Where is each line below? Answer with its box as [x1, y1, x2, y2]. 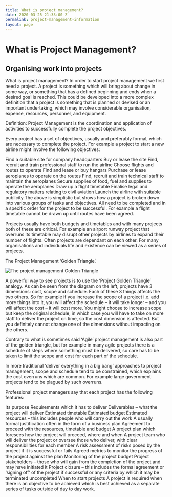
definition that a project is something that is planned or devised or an [5, 99, 150, 105]
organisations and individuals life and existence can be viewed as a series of [5, 243, 167, 249]
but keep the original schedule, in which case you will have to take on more [5, 310, 164, 316]
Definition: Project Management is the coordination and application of [5, 120, 152, 126]
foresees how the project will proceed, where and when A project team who [5, 431, 165, 438]
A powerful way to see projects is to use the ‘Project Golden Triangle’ [5, 277, 151, 284]
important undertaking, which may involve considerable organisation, [5, 105, 152, 111]
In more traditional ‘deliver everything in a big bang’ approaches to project [5, 363, 162, 369]
